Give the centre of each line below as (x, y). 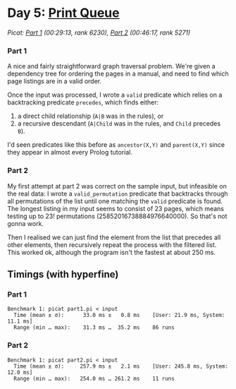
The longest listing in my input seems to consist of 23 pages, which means (116, 208)
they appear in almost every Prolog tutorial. (70, 152)
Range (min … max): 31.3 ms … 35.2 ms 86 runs (94, 328)
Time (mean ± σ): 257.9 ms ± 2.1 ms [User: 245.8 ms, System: (121, 366)
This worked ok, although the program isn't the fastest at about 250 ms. (112, 252)
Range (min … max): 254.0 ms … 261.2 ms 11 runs (94, 378)
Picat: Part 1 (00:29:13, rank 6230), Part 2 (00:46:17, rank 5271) (99, 32)
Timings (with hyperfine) (63, 274)
